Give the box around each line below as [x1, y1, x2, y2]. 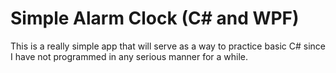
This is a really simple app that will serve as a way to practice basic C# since [10, 40, 326, 52]
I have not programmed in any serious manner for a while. [10, 50, 249, 62]
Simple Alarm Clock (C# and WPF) [10, 7, 300, 30]
